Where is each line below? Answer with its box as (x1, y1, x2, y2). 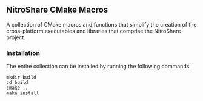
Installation (6, 48, 41, 57)
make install (6, 90, 39, 96)
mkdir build (6, 74, 36, 80)
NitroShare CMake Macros (6, 5, 108, 15)
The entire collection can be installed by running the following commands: (6, 63, 191, 70)
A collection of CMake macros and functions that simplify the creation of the (6, 21, 197, 28)
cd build (6, 80, 28, 86)
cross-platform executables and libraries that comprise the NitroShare (6, 27, 181, 34)
